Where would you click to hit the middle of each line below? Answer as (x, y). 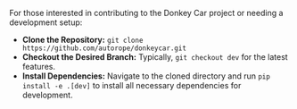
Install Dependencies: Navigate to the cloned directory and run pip (146, 76)
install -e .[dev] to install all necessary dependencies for (132, 85)
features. (39, 67)
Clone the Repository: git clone (82, 40)
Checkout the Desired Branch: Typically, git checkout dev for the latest (155, 57)
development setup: (46, 22)
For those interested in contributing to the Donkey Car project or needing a (146, 13)
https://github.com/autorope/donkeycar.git (104, 48)
